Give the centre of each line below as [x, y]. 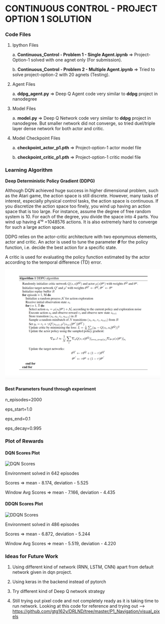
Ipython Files [25, 45]
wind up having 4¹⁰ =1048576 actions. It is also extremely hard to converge [81, 222]
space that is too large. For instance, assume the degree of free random [78, 211]
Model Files [24, 108]
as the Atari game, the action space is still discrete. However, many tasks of [82, 196]
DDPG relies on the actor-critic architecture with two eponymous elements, [81, 237]
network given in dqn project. [42, 572]
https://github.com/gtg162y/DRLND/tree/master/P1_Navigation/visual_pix [86, 611]
